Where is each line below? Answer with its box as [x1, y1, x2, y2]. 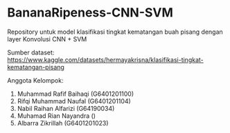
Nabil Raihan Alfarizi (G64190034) [17, 104, 115, 112]
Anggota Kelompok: [7, 76, 64, 84]
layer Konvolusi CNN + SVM [7, 34, 87, 43]
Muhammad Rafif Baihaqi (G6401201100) [17, 90, 134, 98]
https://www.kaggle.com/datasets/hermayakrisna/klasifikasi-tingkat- [7, 55, 204, 63]
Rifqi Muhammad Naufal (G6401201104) [17, 96, 132, 105]
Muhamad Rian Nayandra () [17, 112, 96, 120]
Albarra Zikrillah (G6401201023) [17, 119, 109, 127]
